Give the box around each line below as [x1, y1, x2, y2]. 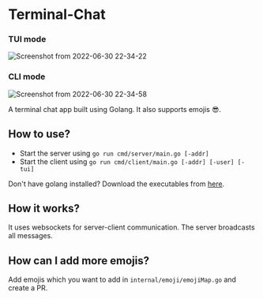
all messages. [8, 231, 53, 241]
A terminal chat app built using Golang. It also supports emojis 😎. [8, 104, 222, 114]
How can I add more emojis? [8, 254, 150, 267]
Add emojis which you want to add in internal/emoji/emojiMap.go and [8, 275, 237, 285]
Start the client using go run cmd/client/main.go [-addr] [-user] [19, 156, 235, 166]
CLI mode [8, 71, 46, 82]
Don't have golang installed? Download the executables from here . [8, 179, 225, 189]
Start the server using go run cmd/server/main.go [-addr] [19, 148, 209, 158]
